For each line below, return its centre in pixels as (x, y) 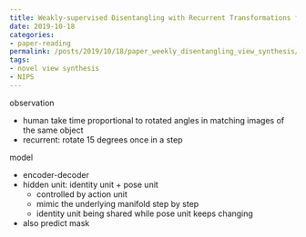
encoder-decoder (56, 174)
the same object (53, 130)
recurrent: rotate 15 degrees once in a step (102, 139)
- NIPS (22, 77)
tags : (20, 60)
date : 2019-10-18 (42, 26)
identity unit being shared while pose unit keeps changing (144, 213)
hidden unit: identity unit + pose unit (91, 184)
